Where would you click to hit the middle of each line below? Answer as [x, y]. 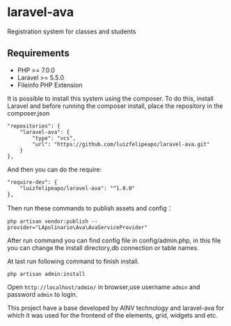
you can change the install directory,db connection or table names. [103, 247]
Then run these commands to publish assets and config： [90, 208]
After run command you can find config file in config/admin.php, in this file [114, 240]
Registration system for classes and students [72, 31]
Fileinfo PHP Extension [50, 85]
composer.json [29, 113]
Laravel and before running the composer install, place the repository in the [115, 106]
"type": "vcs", [54, 138]
